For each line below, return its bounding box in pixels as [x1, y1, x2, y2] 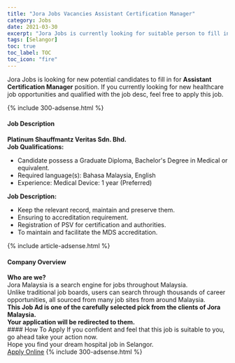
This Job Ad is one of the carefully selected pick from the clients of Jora [7, 303, 221, 312]
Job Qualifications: [7, 142, 64, 151]
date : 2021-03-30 [7, 23, 58, 30]
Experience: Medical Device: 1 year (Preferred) [17, 178, 152, 186]
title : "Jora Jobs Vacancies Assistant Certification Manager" [7, 10, 196, 18]
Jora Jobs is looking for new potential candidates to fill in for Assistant [7, 75, 212, 83]
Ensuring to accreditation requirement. [17, 213, 129, 221]
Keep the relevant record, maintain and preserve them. [17, 205, 175, 214]
